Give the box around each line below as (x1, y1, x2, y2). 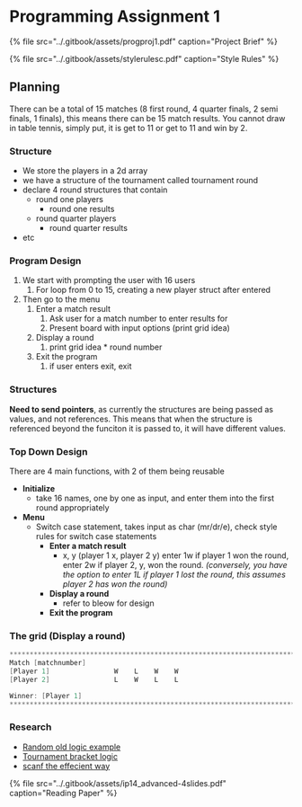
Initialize (22, 483, 56, 493)
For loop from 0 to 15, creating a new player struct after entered (35, 285, 271, 296)
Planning (9, 79, 60, 95)
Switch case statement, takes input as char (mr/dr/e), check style (35, 521, 278, 532)
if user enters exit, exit (49, 361, 132, 372)
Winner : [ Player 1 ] (9, 691, 83, 700)
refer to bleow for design (62, 598, 155, 608)
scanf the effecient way (22, 760, 111, 771)
